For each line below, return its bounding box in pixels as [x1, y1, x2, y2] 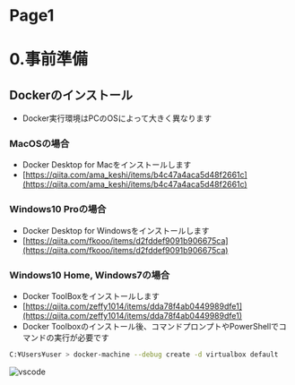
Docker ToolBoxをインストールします [22, 291, 160, 302]
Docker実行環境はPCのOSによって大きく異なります [22, 113, 213, 124]
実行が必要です [53, 332, 109, 343]
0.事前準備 [9, 49, 88, 70]
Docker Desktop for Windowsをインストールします [22, 225, 210, 235]
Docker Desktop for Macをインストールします [22, 159, 192, 170]
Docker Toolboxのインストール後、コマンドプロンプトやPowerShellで [22, 321, 280, 332]
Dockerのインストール [9, 87, 133, 103]
